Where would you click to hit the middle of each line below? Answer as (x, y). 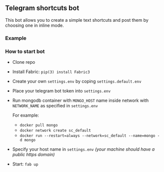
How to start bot (25, 51)
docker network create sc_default (55, 130)
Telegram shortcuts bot (42, 8)
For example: (26, 115)
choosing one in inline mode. (35, 25)
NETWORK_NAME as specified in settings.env (55, 106)
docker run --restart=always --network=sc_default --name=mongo (87, 136)
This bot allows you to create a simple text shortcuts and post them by (77, 20)
